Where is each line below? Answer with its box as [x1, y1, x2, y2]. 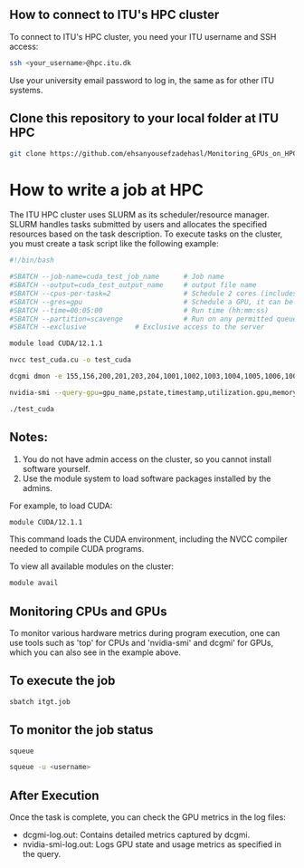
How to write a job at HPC [9, 179, 204, 200]
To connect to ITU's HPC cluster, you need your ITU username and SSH [9, 31, 277, 42]
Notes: [9, 429, 48, 445]
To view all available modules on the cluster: [9, 561, 175, 572]
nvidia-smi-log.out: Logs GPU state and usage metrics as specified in [22, 839, 282, 850]
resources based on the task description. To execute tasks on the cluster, [9, 228, 283, 239]
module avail [9, 579, 59, 588]
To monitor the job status [9, 722, 154, 738]
